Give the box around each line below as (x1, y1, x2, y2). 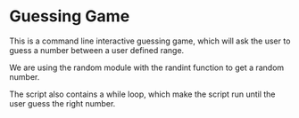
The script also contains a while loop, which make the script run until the (9, 89, 276, 99)
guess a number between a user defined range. (9, 44, 185, 55)
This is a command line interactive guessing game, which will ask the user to (9, 35, 291, 46)
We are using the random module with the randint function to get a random (9, 62, 285, 73)
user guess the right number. (9, 98, 116, 108)
